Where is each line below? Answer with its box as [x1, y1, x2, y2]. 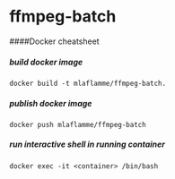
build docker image [9, 56, 83, 67]
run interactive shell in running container [9, 139, 166, 149]
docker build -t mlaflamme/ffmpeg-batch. [9, 79, 167, 88]
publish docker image [9, 98, 92, 108]
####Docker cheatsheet [9, 36, 101, 47]
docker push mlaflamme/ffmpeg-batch [9, 120, 146, 129]
